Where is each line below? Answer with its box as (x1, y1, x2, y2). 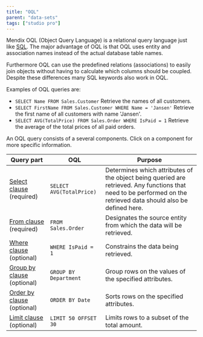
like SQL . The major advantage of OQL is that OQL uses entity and (6, 43, 171, 50)
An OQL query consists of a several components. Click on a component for (6, 135, 193, 142)
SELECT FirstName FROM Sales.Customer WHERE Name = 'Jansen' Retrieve (14, 104, 195, 111)
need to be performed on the (105, 189, 187, 197)
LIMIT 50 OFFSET (50, 315, 97, 322)
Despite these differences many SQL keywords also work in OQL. (6, 74, 169, 82)
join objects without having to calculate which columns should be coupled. (6, 68, 192, 75)
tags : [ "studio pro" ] (6, 20, 61, 26)
